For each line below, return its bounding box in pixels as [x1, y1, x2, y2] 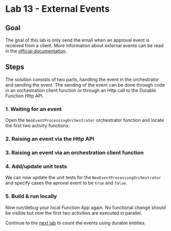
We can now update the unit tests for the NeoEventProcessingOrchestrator [5, 175, 161, 181]
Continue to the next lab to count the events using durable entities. [5, 220, 146, 226]
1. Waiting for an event [5, 106, 62, 113]
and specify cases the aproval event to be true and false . [5, 180, 127, 186]
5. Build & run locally [5, 193, 57, 200]
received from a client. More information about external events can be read [5, 43, 164, 49]
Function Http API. [5, 93, 44, 99]
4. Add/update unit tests [5, 162, 68, 170]
